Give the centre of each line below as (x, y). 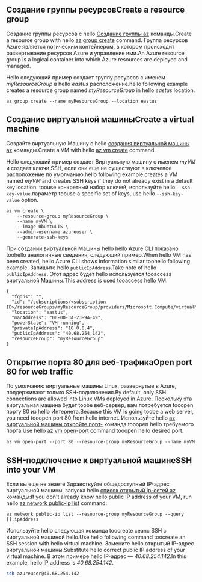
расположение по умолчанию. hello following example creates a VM (92, 174)
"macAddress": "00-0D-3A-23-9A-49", (57, 317)
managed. (19, 66)
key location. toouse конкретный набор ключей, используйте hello (91, 187)
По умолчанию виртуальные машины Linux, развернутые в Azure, (91, 386)
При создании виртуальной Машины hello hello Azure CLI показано (92, 248)
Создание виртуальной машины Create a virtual (100, 120)
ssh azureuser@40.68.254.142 (43, 574)
